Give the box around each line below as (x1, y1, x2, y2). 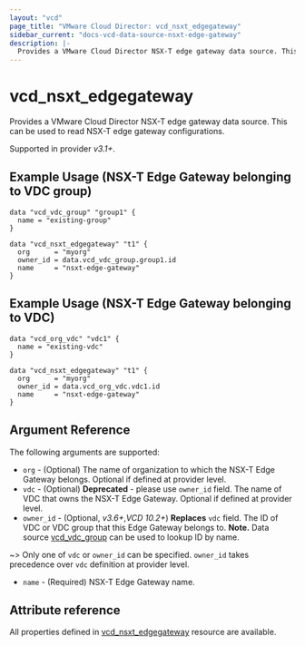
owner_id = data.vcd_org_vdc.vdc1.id (17, 382, 161, 391)
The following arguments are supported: (9, 446, 161, 457)
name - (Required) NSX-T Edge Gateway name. (22, 576, 195, 587)
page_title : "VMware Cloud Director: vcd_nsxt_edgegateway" (9, 22, 242, 31)
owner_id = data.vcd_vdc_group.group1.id (17, 255, 177, 264)
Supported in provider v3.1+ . (9, 143, 115, 154)
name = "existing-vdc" (17, 342, 103, 351)
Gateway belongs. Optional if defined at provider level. (22, 474, 227, 484)
